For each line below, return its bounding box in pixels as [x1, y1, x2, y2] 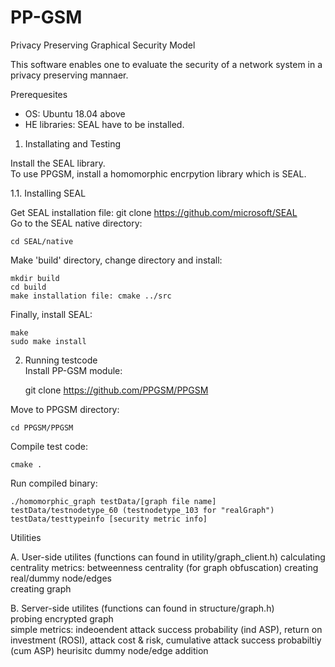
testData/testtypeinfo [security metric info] [10, 514, 208, 524]
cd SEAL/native [10, 236, 74, 246]
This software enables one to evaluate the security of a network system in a [10, 58, 323, 70]
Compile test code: [10, 440, 89, 452]
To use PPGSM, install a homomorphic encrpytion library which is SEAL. [10, 167, 307, 180]
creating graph [10, 582, 72, 595]
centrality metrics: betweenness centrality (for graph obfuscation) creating [10, 561, 319, 573]
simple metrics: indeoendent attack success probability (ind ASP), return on [10, 623, 323, 635]
